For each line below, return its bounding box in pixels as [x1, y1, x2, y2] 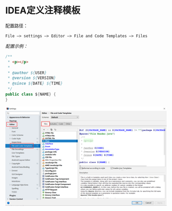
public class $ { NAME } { [5, 92, 56, 97]
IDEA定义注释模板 [5, 5, 80, 16]
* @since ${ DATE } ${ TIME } [7, 81, 63, 86]
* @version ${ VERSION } [7, 75, 56, 81]
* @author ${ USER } [7, 70, 47, 75]
